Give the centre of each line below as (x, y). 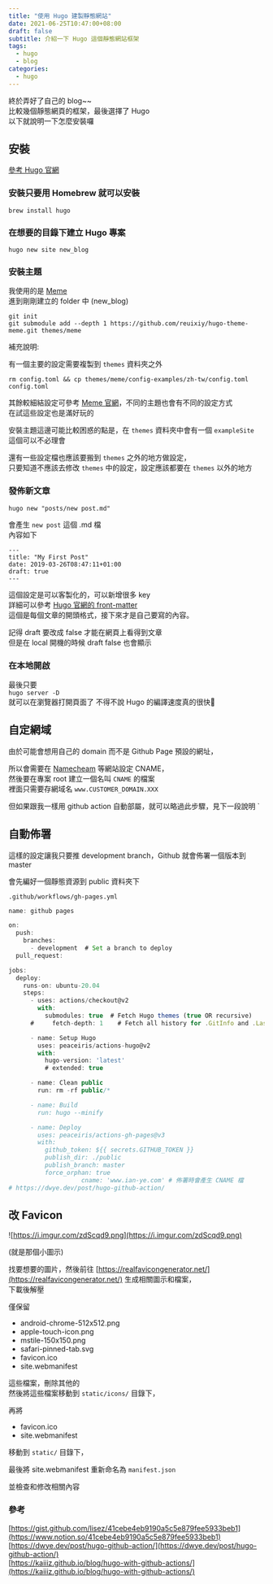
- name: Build (54, 1105)
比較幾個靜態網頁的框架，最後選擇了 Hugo (79, 111)
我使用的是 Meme (38, 291)
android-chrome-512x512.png (70, 1323)
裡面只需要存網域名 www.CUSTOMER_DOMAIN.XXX (83, 789)
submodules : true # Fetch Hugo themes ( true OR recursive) (148, 1016)
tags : (17, 46)
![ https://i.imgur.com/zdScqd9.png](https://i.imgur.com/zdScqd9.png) (125, 1235)
